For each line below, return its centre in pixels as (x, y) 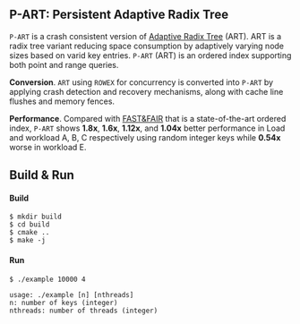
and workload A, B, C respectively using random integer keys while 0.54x (145, 137)
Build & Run (42, 175)
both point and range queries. (64, 64)
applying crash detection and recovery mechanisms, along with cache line (146, 91)
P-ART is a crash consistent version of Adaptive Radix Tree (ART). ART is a (146, 36)
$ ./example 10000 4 (48, 279)
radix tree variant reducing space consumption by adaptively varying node (147, 46)
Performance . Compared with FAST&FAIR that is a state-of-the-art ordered (148, 118)
